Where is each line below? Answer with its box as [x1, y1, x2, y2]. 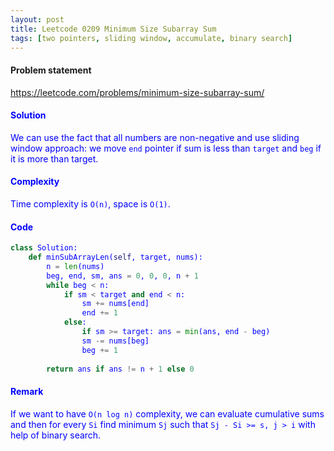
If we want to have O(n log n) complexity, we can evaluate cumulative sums [10, 407, 325, 420]
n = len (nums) [46, 261, 105, 271]
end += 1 [81, 308, 118, 318]
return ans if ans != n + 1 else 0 [46, 364, 195, 374]
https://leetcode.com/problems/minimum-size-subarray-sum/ [10, 86, 265, 98]
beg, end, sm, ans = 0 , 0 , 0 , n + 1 [46, 271, 199, 281]
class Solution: [10, 243, 78, 253]
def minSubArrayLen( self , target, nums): [28, 252, 203, 263]
